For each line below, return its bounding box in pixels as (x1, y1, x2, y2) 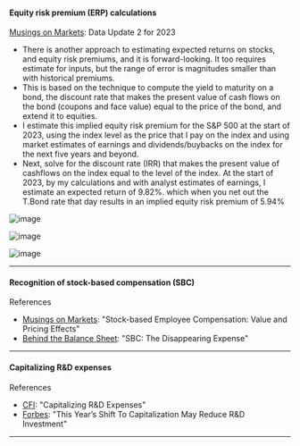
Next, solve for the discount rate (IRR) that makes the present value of (21, 158, 279, 169)
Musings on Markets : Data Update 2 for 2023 (9, 27, 176, 38)
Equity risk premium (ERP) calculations (9, 7, 157, 18)
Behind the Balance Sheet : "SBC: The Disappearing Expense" (21, 333, 249, 344)
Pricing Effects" (21, 324, 80, 334)
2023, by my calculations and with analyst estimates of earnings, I (21, 177, 266, 188)
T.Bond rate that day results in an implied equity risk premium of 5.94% (21, 197, 285, 207)
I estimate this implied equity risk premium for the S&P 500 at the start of (21, 121, 290, 131)
